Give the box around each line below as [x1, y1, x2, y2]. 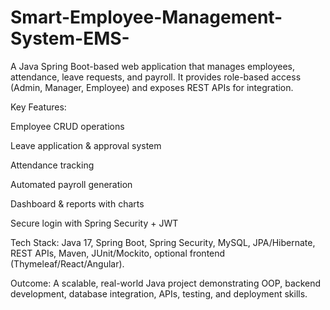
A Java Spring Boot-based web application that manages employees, [10, 60, 295, 72]
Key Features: [10, 101, 67, 113]
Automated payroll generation [10, 178, 133, 190]
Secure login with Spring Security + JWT [10, 217, 179, 229]
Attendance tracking [10, 159, 95, 171]
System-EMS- [10, 27, 130, 50]
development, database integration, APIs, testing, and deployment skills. [10, 287, 308, 300]
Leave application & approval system [10, 139, 162, 151]
